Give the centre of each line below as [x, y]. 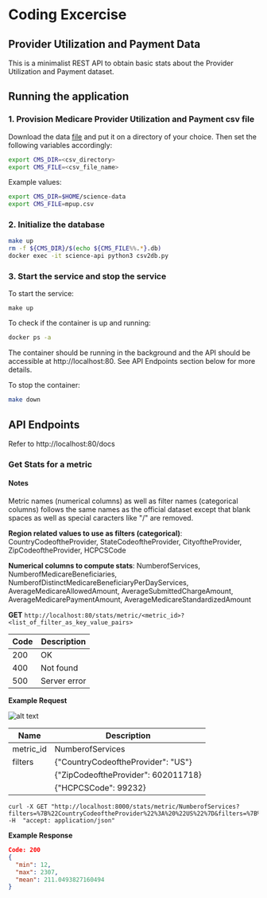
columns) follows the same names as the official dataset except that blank [130, 510]
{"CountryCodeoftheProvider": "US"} [123, 762]
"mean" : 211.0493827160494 [60, 880]
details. [20, 370]
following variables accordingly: [60, 145]
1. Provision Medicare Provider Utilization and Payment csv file [132, 119]
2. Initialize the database [56, 224]
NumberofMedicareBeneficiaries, [63, 574]
